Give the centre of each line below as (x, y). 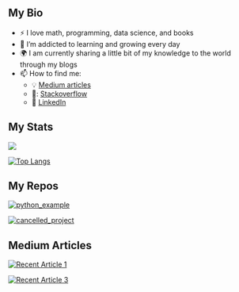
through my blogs (48, 64)
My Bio (26, 13)
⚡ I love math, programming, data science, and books (106, 33)
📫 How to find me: (50, 73)
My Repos (34, 186)
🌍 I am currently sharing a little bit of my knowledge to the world (125, 53)
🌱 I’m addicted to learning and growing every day (100, 44)
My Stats (31, 127)
